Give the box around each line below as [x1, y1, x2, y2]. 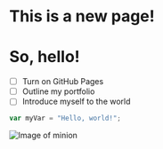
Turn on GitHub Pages [21, 76, 104, 87]
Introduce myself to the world [21, 96, 131, 107]
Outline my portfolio [21, 86, 95, 97]
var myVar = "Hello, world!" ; [9, 114, 122, 123]
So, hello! [9, 47, 80, 67]
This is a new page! [9, 6, 155, 27]
